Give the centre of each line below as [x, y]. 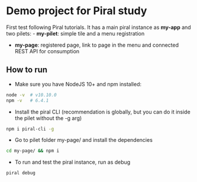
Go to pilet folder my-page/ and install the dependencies [83, 140]
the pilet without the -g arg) [48, 118]
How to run [27, 70]
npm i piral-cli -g [30, 129]
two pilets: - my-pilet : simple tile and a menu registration [75, 33]
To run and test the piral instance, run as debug [72, 162]
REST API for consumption [47, 51]
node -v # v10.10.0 [32, 95]
